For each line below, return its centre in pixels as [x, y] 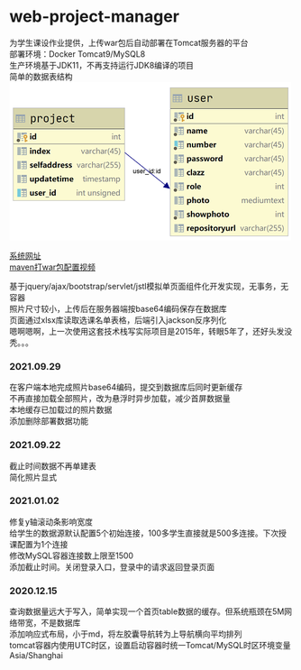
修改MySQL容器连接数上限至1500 [71, 555]
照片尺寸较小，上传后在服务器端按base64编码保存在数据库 [118, 308]
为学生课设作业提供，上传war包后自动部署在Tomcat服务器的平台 [129, 42]
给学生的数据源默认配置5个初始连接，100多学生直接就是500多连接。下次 [144, 533]
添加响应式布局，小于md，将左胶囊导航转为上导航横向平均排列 [126, 634]
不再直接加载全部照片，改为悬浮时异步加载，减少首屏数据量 [120, 399]
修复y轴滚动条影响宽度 [51, 521]
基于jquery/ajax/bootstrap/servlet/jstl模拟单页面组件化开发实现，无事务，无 [149, 286]
